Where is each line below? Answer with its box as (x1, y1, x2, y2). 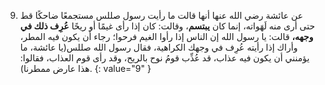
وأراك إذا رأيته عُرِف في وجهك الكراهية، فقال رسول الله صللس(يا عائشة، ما (19, 41, 298, 53)
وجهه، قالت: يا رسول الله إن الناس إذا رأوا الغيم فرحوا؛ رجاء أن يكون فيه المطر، (19, 31, 314, 42)
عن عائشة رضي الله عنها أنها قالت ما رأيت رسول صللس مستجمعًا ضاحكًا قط (19, 10, 304, 21)
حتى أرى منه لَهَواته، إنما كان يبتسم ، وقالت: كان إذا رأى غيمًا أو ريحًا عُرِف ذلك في (19, 20, 316, 32)
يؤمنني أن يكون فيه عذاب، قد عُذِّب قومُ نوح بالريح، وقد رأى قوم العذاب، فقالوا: (19, 52, 310, 64)
